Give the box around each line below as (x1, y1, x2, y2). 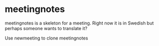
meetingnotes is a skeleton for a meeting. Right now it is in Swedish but (5, 20, 154, 26)
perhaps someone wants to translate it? (5, 25, 87, 31)
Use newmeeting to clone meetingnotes (5, 35, 88, 41)
